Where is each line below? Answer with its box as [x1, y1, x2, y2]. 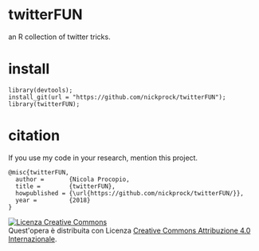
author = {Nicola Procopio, [15, 175, 130, 183]
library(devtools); [8, 86, 73, 94]
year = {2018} [15, 196, 91, 204]
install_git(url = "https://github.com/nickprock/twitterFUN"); [8, 93, 226, 101]
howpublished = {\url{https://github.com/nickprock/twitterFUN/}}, [15, 189, 245, 197]
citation [8, 127, 61, 145]
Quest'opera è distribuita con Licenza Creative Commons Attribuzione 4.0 [8, 226, 251, 235]
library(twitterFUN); [8, 100, 80, 108]
